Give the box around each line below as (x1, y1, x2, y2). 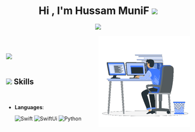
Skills (13, 77, 34, 87)
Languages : (14, 103, 44, 110)
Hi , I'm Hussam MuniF (39, 4, 150, 18)
